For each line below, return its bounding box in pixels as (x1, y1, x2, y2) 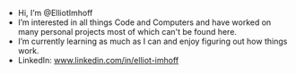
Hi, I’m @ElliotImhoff (17, 8, 93, 18)
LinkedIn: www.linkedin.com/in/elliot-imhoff (17, 55, 179, 65)
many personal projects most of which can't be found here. (17, 27, 238, 37)
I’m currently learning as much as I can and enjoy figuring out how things (17, 36, 288, 46)
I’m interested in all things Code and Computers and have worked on (17, 17, 272, 28)
